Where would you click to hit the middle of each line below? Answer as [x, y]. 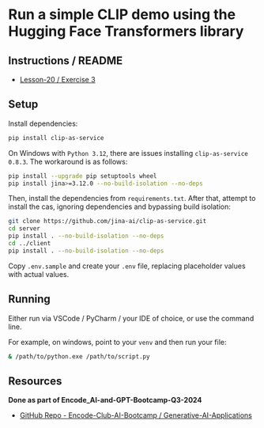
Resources [35, 381]
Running [30, 299]
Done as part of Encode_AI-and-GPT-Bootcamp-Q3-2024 [105, 400]
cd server [25, 229]
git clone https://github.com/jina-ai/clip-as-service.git [107, 222]
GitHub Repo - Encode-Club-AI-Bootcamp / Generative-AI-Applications [136, 415]
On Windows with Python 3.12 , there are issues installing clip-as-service [128, 153]
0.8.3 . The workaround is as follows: [68, 161]
